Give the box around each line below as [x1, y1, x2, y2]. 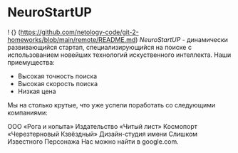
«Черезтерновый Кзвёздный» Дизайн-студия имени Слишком [7, 130, 198, 138]
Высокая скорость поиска [17, 79, 98, 88]
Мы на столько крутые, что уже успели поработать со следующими [7, 100, 216, 109]
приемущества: [7, 58, 55, 66]
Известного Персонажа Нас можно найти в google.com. [7, 137, 180, 146]
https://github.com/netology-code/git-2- [20, 28, 139, 36]
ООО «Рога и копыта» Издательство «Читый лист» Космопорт [7, 122, 197, 130]
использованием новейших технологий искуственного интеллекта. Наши [7, 51, 232, 59]
